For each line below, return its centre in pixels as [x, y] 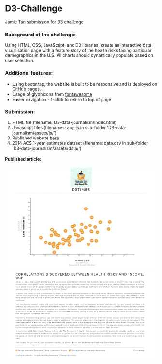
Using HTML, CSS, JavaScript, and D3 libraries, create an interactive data [78, 45]
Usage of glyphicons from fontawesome [52, 94]
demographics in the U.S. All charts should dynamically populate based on [79, 55]
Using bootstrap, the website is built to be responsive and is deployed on [85, 84]
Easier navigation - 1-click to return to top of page [61, 99]
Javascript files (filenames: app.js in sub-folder [59, 127]
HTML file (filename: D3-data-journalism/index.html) [64, 122]
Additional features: [29, 73]
